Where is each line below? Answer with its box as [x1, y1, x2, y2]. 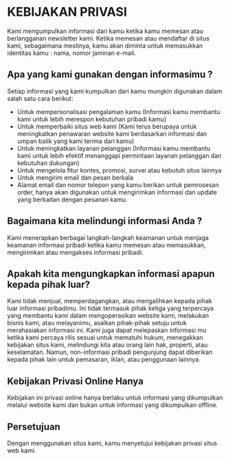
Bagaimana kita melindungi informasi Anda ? [7, 215, 203, 227]
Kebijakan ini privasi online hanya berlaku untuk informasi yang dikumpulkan [7, 393, 223, 402]
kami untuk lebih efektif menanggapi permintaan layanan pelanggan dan [16, 151, 222, 160]
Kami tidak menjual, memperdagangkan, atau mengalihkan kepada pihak [7, 297, 213, 305]
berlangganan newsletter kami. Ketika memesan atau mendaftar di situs [7, 34, 210, 42]
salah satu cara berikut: [7, 94, 73, 102]
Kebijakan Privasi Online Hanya [7, 375, 144, 387]
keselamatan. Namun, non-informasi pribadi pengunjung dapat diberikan [7, 348, 213, 356]
